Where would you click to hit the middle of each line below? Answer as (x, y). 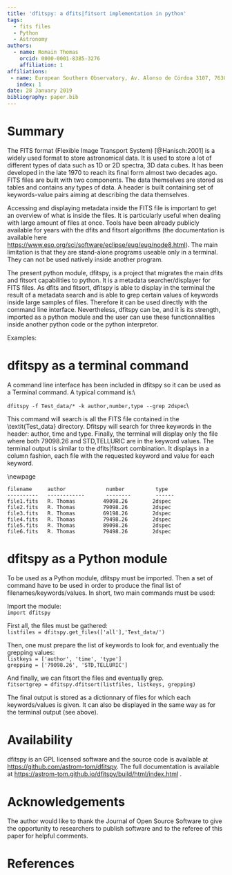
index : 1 (29, 84)
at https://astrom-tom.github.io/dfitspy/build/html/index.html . (95, 774)
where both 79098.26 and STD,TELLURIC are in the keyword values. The (110, 441)
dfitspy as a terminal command (98, 366)
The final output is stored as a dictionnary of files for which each (99, 697)
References (41, 864)
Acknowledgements (66, 801)
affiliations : (28, 71)
